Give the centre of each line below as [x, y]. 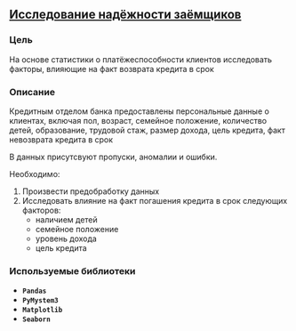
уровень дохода [66, 238]
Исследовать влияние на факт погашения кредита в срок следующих [155, 200]
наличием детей [66, 219]
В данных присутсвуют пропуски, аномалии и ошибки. [113, 157]
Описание [32, 92]
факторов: [41, 210]
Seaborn [36, 319]
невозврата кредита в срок [61, 139]
